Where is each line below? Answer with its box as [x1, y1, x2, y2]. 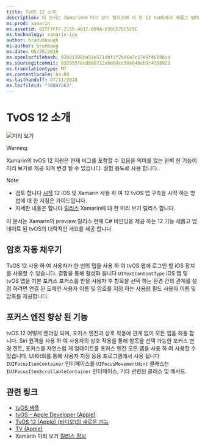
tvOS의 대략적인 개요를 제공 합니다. [29, 225, 113, 232]
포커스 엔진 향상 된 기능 [6, 312, 88, 322]
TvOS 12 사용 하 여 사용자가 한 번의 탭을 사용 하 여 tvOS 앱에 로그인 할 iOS [6, 262, 184, 269]
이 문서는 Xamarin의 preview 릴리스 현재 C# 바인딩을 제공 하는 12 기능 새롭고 [6, 217, 191, 224]
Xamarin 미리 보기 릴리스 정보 [15, 432, 87, 440]
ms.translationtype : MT [6, 65, 67, 72]
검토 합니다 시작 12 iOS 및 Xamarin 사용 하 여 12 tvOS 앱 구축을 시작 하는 [15, 189, 189, 196]
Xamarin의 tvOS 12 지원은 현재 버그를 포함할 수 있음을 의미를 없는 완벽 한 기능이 [6, 157, 197, 164]
